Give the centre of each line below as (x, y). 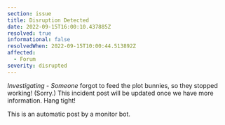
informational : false (39, 40)
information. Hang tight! (41, 100)
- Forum (25, 59)
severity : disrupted (37, 66)
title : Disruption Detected (48, 20)
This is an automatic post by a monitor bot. (69, 114)
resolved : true (29, 33)
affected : (22, 53)
